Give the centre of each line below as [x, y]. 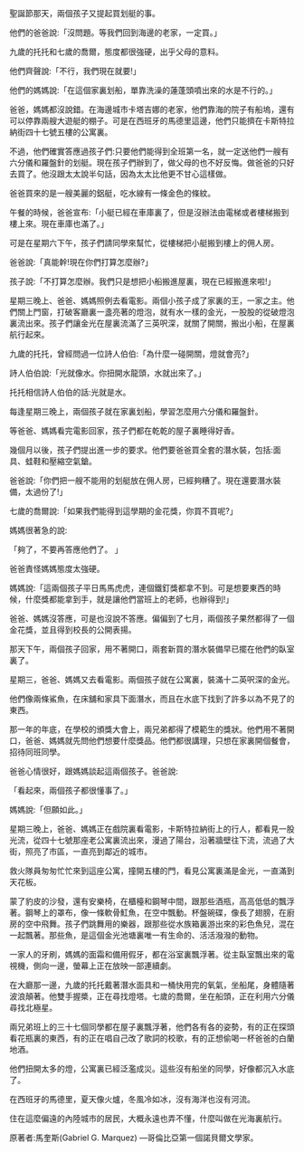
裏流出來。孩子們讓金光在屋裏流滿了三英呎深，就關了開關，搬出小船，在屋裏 [152, 323]
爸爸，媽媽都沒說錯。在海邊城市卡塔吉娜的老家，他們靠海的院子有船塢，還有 [152, 109]
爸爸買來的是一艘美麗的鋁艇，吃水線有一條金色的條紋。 [112, 193]
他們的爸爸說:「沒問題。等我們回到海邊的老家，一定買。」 [116, 33]
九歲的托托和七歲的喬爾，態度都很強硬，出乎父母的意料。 [116, 52]
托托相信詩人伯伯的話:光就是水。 [70, 392]
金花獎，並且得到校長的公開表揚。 [73, 630]
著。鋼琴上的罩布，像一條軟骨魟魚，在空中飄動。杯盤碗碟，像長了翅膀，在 [148, 913]
